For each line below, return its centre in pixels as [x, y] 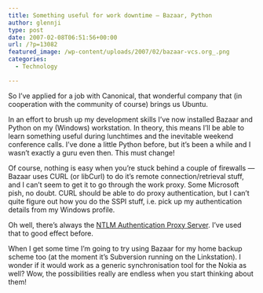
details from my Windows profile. [62, 210]
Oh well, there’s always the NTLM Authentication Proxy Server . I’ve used [125, 225]
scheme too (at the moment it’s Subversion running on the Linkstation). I [124, 257]
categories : [27, 60]
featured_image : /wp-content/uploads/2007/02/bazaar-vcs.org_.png [119, 52]
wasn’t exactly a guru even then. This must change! [91, 152]
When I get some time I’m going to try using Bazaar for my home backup [125, 248]
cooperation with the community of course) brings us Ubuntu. [108, 104]
